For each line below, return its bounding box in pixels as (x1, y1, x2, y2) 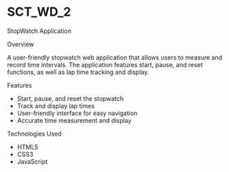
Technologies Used (7, 130, 62, 138)
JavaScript (16, 157, 48, 165)
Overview (7, 40, 34, 48)
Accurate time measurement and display (16, 116, 132, 124)
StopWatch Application (7, 27, 72, 35)
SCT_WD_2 (7, 4, 71, 20)
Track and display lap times (16, 101, 95, 110)
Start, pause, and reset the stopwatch (16, 94, 124, 103)
